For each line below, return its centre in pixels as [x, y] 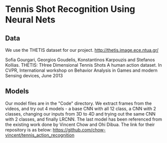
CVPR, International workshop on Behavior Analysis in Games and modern [82, 70]
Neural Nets [30, 20]
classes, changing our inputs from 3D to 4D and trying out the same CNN [81, 114]
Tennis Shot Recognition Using [70, 9]
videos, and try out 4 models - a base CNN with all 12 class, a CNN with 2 [81, 109]
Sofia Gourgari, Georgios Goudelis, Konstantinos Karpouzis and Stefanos [80, 60]
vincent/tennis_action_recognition [40, 135]
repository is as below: [28, 130]
